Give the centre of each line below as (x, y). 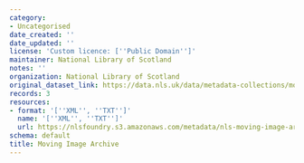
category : (28, 18)
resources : (30, 102)
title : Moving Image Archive (64, 144)
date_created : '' (42, 34)
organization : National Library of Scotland (95, 77)
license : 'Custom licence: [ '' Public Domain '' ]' (103, 52)
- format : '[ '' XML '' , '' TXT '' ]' (70, 110)
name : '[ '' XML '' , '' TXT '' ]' (71, 119)
